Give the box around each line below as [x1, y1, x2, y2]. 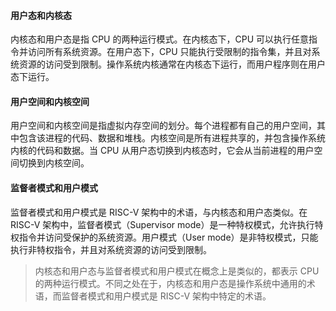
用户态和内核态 [10, 9, 72, 21]
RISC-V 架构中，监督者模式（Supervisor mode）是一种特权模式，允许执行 [10, 218, 315, 230]
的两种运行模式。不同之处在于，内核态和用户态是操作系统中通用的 [34, 277, 307, 289]
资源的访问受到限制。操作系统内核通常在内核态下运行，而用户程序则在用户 [18, 58, 326, 70]
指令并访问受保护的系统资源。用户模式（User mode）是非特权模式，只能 [18, 231, 319, 243]
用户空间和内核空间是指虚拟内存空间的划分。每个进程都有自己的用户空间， [10, 120, 317, 132]
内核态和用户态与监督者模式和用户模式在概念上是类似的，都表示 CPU [34, 265, 320, 277]
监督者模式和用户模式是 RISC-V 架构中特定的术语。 [61, 290, 272, 302]
